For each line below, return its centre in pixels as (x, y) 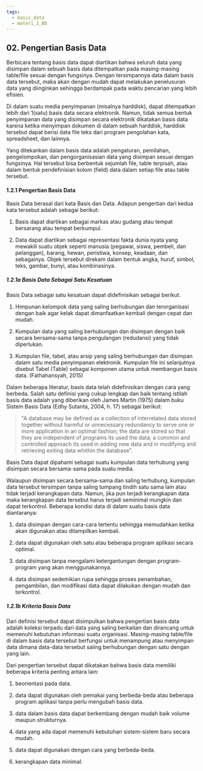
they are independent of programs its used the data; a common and (105, 438)
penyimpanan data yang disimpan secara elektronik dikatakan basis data (97, 120)
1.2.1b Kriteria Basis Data (38, 606)
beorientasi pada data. (43, 684)
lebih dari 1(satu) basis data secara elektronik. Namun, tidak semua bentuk (99, 113)
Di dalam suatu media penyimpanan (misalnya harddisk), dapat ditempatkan (101, 106)
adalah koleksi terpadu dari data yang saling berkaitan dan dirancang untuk (101, 628)
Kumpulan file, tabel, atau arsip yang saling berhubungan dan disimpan (104, 356)
